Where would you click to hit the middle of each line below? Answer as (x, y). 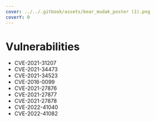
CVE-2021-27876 (36, 88)
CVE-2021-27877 (36, 95)
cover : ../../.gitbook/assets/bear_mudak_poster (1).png (78, 12)
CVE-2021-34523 (36, 76)
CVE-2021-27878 (36, 101)
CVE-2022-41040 (36, 107)
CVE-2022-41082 (36, 114)
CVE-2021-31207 (35, 63)
